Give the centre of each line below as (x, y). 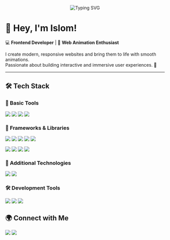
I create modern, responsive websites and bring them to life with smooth (81, 54)
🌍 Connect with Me (37, 218)
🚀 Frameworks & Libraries (37, 128)
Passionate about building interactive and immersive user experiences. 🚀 (81, 65)
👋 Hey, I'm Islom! (41, 28)
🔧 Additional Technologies (38, 163)
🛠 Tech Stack (27, 86)
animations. (17, 59)
